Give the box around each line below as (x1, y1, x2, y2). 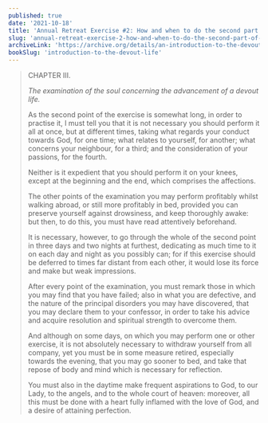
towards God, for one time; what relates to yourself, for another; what (27, 135, 256, 144)
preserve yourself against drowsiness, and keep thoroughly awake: (27, 209, 249, 217)
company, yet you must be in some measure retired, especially (27, 348, 235, 357)
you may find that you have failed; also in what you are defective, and (27, 290, 257, 300)
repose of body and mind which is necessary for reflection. (27, 365, 223, 374)
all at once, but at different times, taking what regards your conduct (27, 127, 250, 136)
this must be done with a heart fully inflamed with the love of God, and (27, 398, 259, 406)
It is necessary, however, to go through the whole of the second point (27, 233, 257, 241)
